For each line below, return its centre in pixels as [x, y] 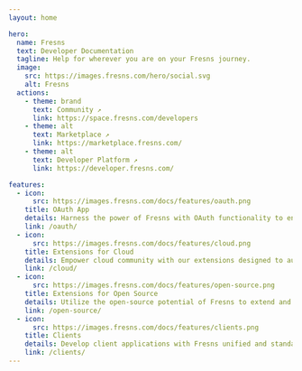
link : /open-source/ [63, 311]
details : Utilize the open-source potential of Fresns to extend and [158, 302]
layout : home [33, 18]
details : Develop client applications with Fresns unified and [146, 344]
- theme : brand [53, 101]
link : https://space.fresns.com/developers [115, 118]
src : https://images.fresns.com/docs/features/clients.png [145, 327]
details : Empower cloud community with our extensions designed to [154, 260]
